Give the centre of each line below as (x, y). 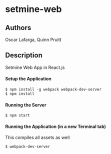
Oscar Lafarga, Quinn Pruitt (33, 39)
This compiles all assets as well (37, 137)
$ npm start (17, 115)
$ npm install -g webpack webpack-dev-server (53, 89)
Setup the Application (28, 79)
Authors (18, 28)
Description (24, 55)
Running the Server (26, 105)
